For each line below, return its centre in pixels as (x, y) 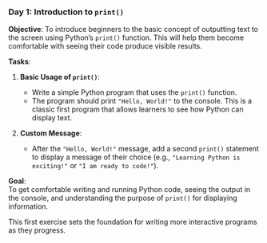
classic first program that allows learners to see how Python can (137, 109)
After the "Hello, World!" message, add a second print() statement (145, 149)
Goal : (17, 181)
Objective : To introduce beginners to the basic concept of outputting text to (133, 29)
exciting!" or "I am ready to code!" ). (95, 166)
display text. (52, 118)
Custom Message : (51, 133)
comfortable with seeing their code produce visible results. (105, 46)
